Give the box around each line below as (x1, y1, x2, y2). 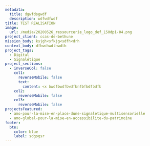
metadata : (5, 7, 25, 12)
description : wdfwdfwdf (9, 16, 58, 21)
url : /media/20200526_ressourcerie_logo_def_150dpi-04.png (9, 30, 132, 35)
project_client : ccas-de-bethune (5, 35, 73, 39)
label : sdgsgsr (14, 134, 45, 139)
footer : (5, 120, 21, 125)
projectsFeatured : (5, 107, 43, 112)
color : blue (14, 129, 38, 134)
